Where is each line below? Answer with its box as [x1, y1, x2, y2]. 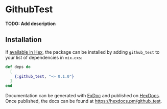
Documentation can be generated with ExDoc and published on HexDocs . [5, 93, 160, 99]
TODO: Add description [5, 20, 56, 27]
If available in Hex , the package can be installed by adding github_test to [5, 49, 160, 55]
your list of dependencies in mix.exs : [5, 54, 83, 60]
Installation [5, 35, 42, 44]
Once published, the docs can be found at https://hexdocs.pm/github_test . [5, 98, 162, 104]
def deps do [5, 64, 31, 70]
